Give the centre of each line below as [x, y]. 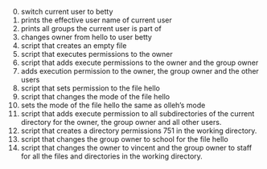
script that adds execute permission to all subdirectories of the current [138, 114]
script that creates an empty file [74, 46]
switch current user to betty [67, 12]
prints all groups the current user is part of [91, 28]
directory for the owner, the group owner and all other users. [121, 122]
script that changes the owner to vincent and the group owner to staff [136, 148]
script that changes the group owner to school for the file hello [124, 139]
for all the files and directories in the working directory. [112, 156]
